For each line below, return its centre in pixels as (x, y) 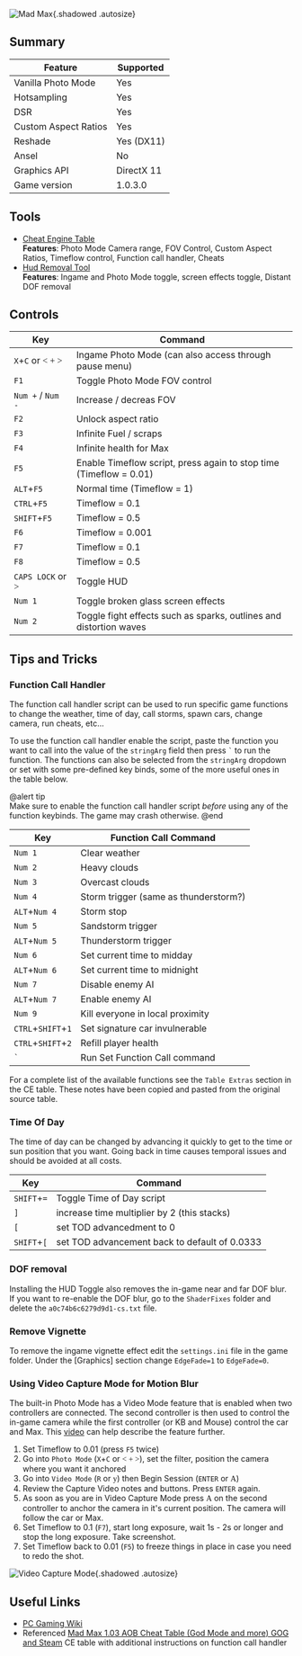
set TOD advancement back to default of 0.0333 (159, 1242)
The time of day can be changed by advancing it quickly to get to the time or (151, 1141)
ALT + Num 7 (35, 999)
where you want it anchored (74, 1469)
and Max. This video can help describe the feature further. (117, 1432)
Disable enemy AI (117, 985)
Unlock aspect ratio (117, 419)
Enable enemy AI (116, 999)
